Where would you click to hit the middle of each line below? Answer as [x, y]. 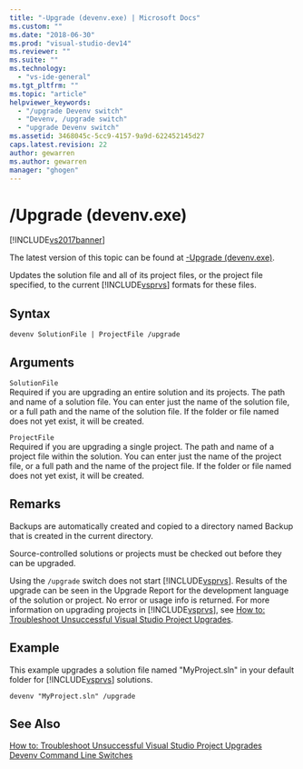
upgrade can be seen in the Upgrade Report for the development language [149, 590]
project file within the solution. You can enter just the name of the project [146, 456]
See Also [35, 724]
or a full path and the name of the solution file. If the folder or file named [144, 411]
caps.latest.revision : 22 [58, 145]
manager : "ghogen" [44, 170]
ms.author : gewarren [49, 161]
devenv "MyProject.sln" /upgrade [73, 696]
